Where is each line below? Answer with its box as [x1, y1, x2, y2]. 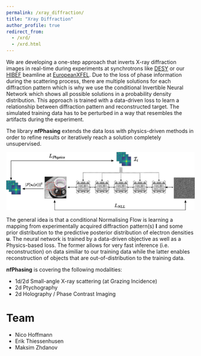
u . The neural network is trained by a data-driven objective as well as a [6, 236, 181, 243]
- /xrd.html [11, 41, 42, 47]
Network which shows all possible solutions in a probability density [6, 90, 172, 97]
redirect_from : [6, 29, 44, 35]
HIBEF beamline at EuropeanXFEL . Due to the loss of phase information [6, 71, 182, 78]
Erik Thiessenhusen [14, 337, 64, 345]
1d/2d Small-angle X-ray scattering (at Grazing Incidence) [14, 277, 157, 285]
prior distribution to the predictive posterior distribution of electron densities [6, 229, 194, 236]
